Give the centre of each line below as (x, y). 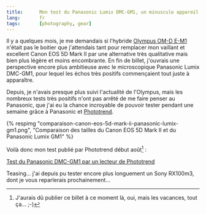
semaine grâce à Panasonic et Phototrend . (60, 112)
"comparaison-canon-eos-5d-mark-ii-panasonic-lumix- (108, 124)
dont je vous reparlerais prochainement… (58, 180)
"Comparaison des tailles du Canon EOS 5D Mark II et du (105, 130)
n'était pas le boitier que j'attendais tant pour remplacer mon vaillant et (96, 47)
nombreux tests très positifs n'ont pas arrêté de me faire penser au (91, 98)
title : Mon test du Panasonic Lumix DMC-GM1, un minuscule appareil (103, 12)
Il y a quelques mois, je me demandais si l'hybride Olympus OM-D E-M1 (97, 41)
